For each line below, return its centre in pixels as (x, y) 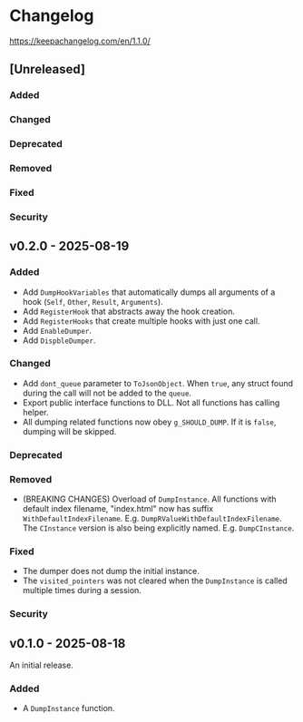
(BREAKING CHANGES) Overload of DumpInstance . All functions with (149, 499)
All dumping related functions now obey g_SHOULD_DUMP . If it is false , (149, 422)
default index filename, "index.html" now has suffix (118, 509)
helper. (35, 412)
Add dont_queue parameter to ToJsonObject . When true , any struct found (157, 383)
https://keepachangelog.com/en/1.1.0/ (80, 41)
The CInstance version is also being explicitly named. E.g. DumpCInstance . (158, 528)
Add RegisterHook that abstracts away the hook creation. (129, 311)
